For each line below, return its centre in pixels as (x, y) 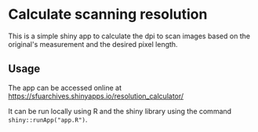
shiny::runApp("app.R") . (48, 120)
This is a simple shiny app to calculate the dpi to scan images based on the (129, 36)
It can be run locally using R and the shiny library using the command (120, 111)
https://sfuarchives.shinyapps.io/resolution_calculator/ (96, 96)
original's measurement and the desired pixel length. (93, 44)
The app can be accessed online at (65, 87)
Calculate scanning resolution (108, 14)
